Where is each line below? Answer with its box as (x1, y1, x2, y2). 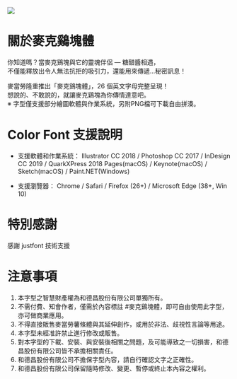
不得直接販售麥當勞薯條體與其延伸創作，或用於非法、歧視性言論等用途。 (17, 320, 229, 328)
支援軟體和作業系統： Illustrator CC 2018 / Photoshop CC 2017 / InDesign (17, 151, 231, 160)
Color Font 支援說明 (7, 127, 122, 143)
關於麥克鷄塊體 (7, 33, 95, 49)
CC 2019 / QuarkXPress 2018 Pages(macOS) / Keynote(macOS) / (17, 159, 207, 168)
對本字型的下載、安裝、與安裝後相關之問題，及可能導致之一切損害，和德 (17, 337, 229, 346)
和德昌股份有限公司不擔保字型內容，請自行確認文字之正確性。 (17, 355, 198, 363)
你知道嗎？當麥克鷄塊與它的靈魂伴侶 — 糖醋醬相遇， (7, 57, 160, 66)
